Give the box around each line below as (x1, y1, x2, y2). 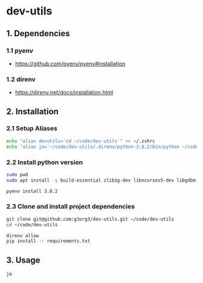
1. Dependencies (6, 28, 71, 39)
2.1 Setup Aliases (6, 124, 57, 133)
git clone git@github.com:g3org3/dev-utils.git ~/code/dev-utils (6, 216, 174, 222)
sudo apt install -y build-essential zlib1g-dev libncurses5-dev (6, 177, 174, 183)
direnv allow (6, 232, 39, 239)
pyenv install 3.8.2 (6, 188, 59, 194)
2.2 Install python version (6, 158, 83, 167)
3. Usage (6, 255, 40, 265)
